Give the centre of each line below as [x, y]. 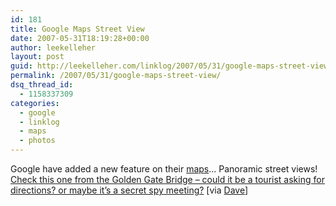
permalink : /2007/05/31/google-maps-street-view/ [116, 76]
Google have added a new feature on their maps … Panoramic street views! [164, 169]
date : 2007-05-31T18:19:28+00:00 [80, 38]
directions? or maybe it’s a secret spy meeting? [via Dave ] [129, 190]
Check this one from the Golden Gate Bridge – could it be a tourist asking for [167, 179]
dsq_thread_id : [42, 85]
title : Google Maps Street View [77, 29]
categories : [35, 103]
